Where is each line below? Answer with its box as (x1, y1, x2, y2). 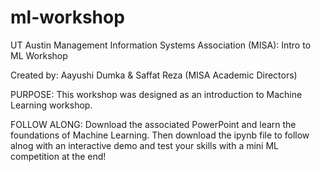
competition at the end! (10, 150, 107, 162)
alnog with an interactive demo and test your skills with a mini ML (10, 139, 280, 151)
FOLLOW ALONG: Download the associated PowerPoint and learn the (10, 118, 297, 130)
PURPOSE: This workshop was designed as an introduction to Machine (10, 88, 303, 100)
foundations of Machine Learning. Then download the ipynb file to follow (10, 129, 310, 141)
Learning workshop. (10, 99, 93, 111)
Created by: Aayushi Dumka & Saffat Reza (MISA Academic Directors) (10, 69, 298, 81)
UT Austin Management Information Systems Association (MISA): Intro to (10, 39, 312, 51)
